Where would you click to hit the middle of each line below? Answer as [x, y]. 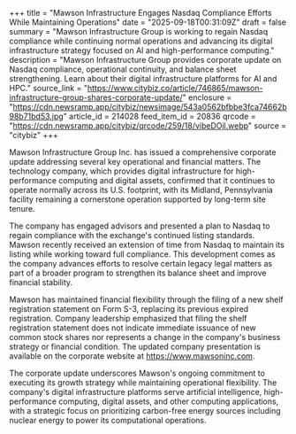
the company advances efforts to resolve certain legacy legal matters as [140, 263]
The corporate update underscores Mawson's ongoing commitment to [137, 373]
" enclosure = [207, 97]
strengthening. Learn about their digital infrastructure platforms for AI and [143, 78]
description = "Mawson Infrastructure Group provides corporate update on [145, 60]
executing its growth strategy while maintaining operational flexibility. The [143, 383]
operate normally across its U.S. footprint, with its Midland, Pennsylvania [141, 190]
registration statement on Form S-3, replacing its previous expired [129, 309]
